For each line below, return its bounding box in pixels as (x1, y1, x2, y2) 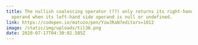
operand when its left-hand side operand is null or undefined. (11, 14, 173, 20)
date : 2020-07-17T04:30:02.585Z (6, 30, 85, 36)
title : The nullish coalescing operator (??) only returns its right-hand (6, 8, 194, 15)
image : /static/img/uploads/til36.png (6, 25, 101, 31)
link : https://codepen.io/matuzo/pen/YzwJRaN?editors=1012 (6, 19, 154, 25)
